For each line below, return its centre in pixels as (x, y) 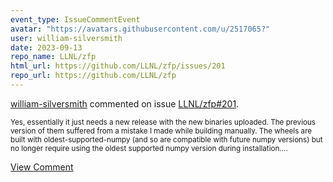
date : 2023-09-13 (46, 47)
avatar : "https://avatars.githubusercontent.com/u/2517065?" (140, 29)
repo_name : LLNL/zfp (53, 57)
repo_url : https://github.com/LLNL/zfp (93, 76)
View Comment (42, 167)
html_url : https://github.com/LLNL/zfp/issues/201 (118, 66)
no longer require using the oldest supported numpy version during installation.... (149, 148)
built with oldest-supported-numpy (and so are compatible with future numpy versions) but (166, 139)
